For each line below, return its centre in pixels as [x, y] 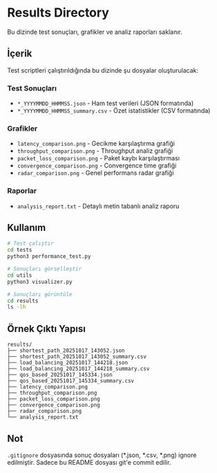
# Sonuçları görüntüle [40, 294]
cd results [23, 301]
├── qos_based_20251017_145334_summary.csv [71, 381]
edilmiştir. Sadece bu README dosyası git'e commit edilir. [89, 462]
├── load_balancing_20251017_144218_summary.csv [78, 369]
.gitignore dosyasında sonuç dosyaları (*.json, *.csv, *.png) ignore [102, 455]
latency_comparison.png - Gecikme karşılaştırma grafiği [96, 144]
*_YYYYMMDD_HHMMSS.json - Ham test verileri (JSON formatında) [105, 103]
